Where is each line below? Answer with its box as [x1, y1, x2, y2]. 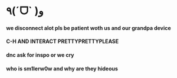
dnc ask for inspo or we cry [6, 51, 75, 58]
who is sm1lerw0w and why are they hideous [6, 65, 118, 72]
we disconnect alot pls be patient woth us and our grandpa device [6, 24, 171, 31]
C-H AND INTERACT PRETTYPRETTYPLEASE [6, 38, 119, 45]
